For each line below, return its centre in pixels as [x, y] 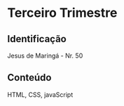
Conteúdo [29, 78]
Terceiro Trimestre [62, 13]
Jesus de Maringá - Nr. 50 [45, 55]
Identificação [37, 39]
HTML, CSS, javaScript [40, 94]
